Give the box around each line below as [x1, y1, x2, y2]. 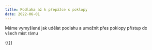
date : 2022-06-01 [5, 12, 40, 17]
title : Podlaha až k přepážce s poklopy [5, 7, 88, 12]
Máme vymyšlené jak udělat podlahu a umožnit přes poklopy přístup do [5, 25, 148, 31]
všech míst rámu [5, 30, 38, 36]
